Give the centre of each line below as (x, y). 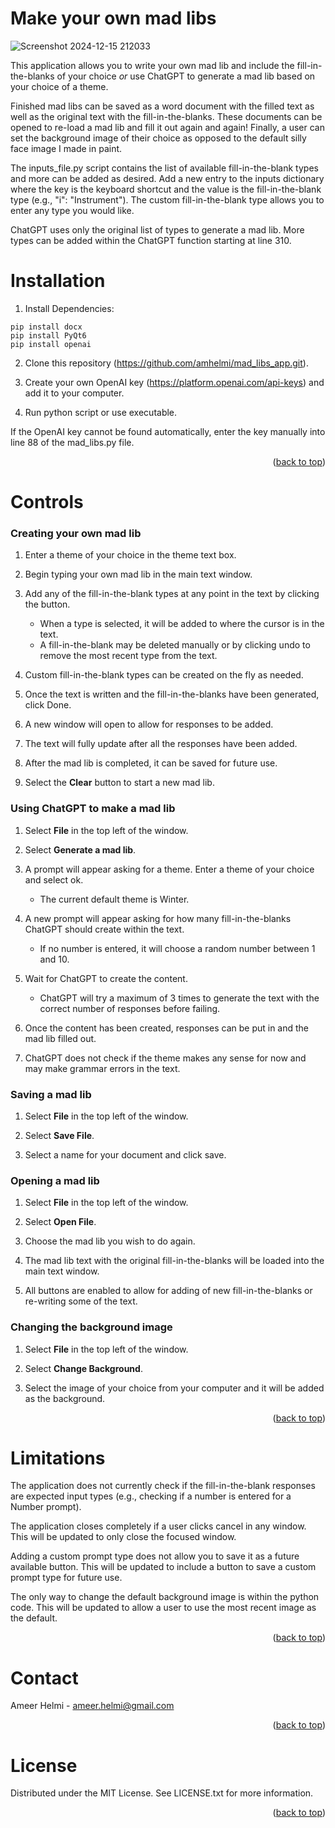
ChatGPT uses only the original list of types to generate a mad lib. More (157, 229)
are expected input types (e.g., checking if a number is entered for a (151, 1496)
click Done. (48, 705)
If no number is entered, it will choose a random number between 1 (177, 948)
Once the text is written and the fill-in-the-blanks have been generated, (172, 694)
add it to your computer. (74, 393)
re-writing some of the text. (81, 1301)
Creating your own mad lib (76, 533)
